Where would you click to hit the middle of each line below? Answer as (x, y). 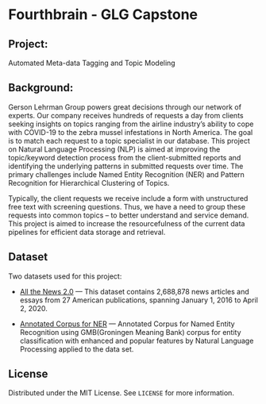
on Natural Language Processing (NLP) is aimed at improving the (114, 149)
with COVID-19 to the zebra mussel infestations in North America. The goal (131, 132)
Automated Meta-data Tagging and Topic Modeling (92, 63)
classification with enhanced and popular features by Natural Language (137, 341)
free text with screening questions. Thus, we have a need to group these (127, 206)
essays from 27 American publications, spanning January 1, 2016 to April (139, 300)
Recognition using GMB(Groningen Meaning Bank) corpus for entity (130, 332)
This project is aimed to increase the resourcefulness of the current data (127, 223)
